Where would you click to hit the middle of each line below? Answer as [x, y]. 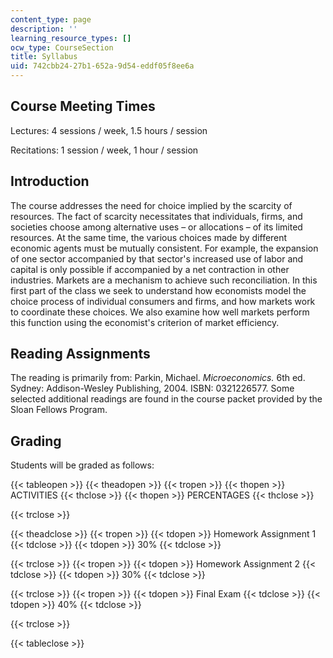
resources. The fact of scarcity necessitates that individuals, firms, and [156, 216]
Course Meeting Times [83, 106]
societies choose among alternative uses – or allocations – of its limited [156, 227]
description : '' [44, 29]
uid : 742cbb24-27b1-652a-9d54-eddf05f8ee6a [102, 66]
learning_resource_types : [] [71, 38]
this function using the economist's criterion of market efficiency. [145, 322]
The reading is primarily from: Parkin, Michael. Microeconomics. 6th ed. [158, 378]
